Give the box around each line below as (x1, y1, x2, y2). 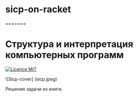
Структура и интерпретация (5, 38, 133, 50)
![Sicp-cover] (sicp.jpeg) (5, 76, 57, 82)
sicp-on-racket (5, 4, 71, 15)
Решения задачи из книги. (5, 86, 63, 92)
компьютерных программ (5, 50, 124, 61)
